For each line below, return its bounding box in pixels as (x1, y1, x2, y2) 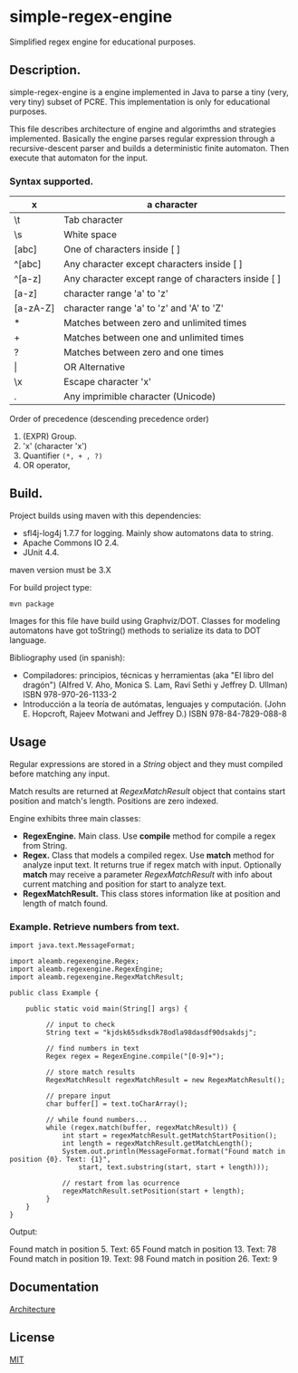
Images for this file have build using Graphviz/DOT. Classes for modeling (9, 615, 281, 626)
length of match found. (22, 898, 109, 908)
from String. (22, 840, 68, 850)
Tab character (62, 214, 124, 226)
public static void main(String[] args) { (25, 1003, 188, 1013)
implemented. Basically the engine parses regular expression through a (9, 133, 275, 144)
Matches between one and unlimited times (62, 331, 245, 344)
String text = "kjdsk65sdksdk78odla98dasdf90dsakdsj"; (45, 1028, 257, 1037)
